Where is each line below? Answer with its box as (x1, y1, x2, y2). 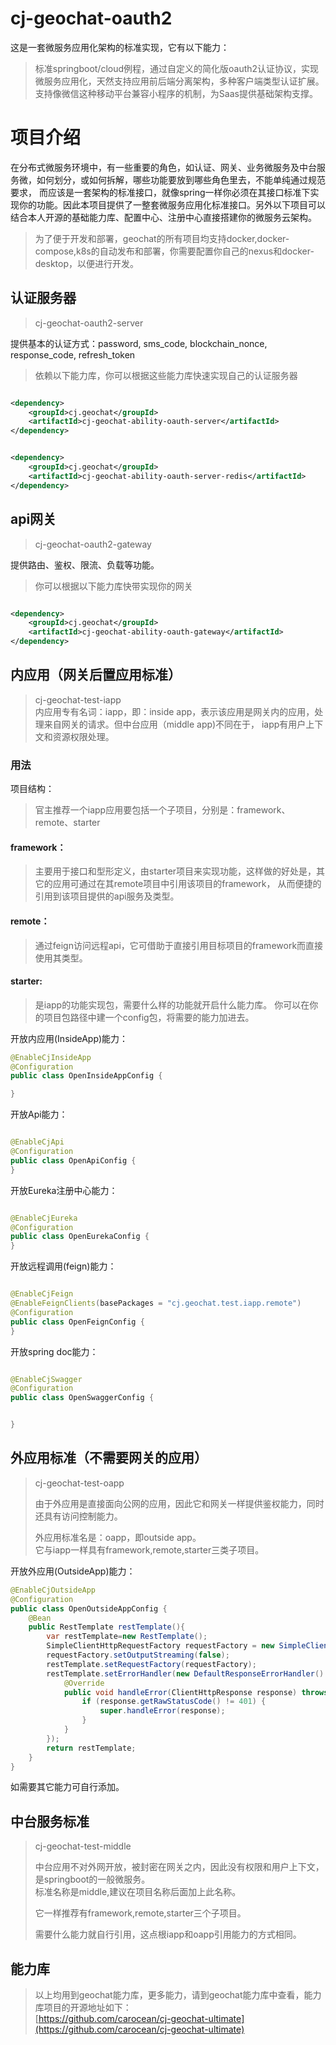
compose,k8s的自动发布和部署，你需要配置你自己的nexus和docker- (34, 245, 315, 257)
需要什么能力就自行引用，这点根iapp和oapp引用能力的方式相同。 (34, 1928, 302, 1941)
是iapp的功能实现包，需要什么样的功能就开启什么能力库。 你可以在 (34, 998, 310, 1011)
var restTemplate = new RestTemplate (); (46, 1632, 208, 1642)
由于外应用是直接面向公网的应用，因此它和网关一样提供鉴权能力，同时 (34, 1497, 325, 1509)
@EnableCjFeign (10, 1289, 74, 1299)
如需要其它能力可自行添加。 (10, 1781, 125, 1793)
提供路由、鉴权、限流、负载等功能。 (10, 558, 160, 571)
